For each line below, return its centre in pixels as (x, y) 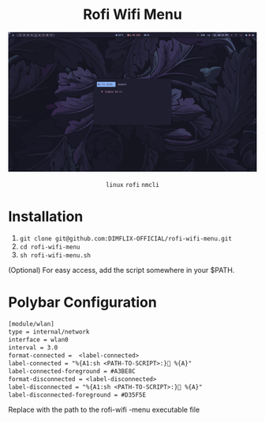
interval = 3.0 (33, 348)
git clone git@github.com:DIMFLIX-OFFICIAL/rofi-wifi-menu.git (126, 239)
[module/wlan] (32, 324)
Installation (46, 217)
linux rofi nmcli (132, 185)
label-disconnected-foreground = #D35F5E (77, 395)
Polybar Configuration (83, 302)
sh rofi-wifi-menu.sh (55, 256)
